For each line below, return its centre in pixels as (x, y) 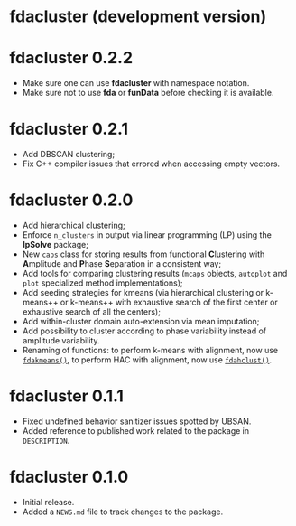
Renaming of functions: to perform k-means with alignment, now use (150, 350)
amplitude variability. (61, 340)
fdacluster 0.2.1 (69, 129)
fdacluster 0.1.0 (69, 477)
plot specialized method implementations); (102, 283)
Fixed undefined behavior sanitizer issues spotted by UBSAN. (137, 421)
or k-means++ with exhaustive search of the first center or (169, 302)
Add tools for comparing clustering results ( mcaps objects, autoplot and (155, 273)
